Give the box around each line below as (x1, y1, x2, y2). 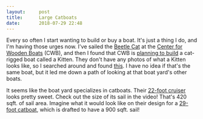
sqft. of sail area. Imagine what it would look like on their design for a (6, 100, 178, 107)
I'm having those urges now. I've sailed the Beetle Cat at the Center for (6, 43, 183, 50)
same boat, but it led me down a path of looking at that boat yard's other (6, 69, 187, 76)
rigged (6, 56, 23, 63)
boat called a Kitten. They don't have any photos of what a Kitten (24, 56, 186, 63)
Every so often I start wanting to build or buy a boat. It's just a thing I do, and (6, 37, 198, 44)
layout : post (6, 8, 50, 15)
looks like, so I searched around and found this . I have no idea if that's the (6, 62, 191, 69)
